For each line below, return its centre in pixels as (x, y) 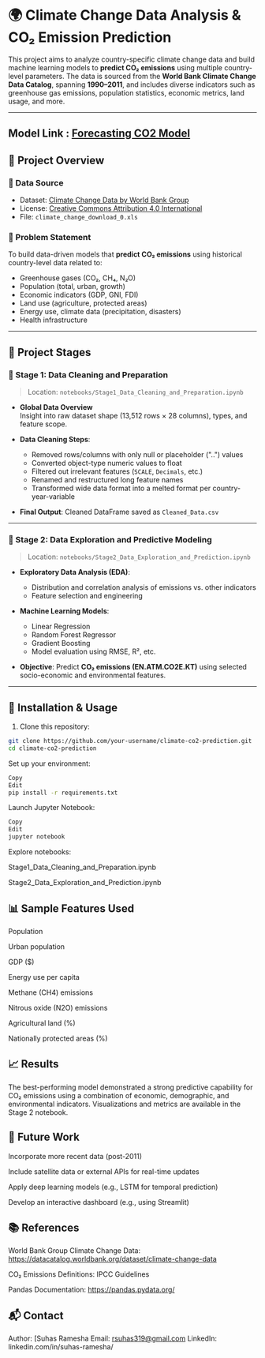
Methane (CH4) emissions (50, 992)
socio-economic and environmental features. (93, 675)
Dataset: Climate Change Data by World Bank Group (104, 200)
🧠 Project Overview (56, 160)
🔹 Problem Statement (50, 237)
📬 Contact (36, 1315)
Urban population (37, 946)
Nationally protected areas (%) (58, 1038)
